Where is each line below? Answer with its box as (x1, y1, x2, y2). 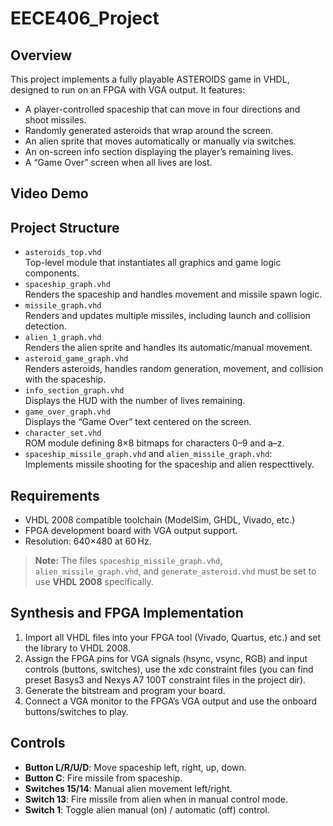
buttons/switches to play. (24, 705, 129, 717)
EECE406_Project (10, 7, 160, 30)
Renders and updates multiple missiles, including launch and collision (24, 310, 311, 322)
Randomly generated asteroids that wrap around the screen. (24, 125, 274, 136)
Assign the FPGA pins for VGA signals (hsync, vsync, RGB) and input (24, 652, 308, 664)
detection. (24, 320, 67, 332)
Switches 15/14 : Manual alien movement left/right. (24, 782, 233, 794)
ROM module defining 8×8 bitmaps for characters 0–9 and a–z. (24, 437, 285, 449)
